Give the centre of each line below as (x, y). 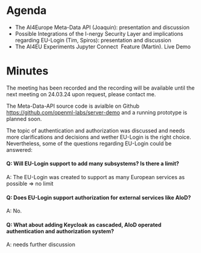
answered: (19, 149)
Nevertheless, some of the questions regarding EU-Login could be (89, 143)
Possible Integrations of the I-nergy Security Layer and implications (99, 33)
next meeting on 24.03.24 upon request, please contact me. (81, 94)
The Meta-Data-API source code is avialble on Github (73, 106)
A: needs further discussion (41, 245)
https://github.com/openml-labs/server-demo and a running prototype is (97, 112)
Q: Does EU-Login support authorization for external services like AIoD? (99, 197)
